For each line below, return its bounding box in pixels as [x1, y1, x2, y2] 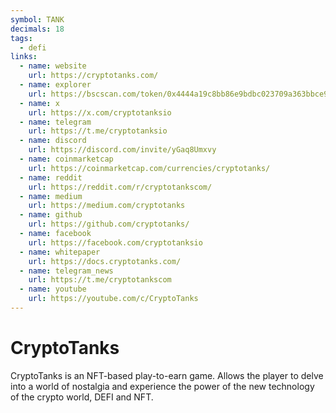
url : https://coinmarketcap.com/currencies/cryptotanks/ [28, 163, 271, 173]
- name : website [19, 61, 87, 71]
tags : [10, 33, 33, 43]
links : [10, 52, 38, 62]
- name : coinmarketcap [19, 154, 114, 164]
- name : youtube [19, 284, 87, 295]
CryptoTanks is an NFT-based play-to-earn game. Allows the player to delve [10, 369, 324, 381]
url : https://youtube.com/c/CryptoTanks [28, 294, 199, 304]
